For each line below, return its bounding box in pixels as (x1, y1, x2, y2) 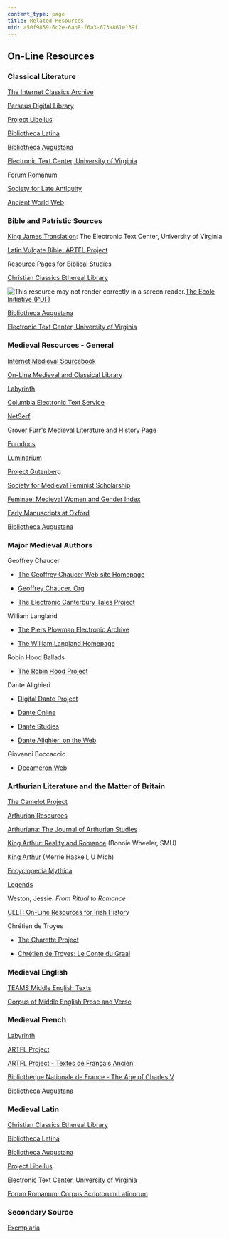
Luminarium (7, 453, 43, 462)
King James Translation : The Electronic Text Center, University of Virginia (7, 232, 223, 241)
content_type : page (7, 10, 65, 18)
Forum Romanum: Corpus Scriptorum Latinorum (7, 1190, 148, 1198)
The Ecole (185, 287, 215, 296)
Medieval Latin (7, 1104, 59, 1114)
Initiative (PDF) (7, 295, 51, 304)
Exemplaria (7, 1223, 41, 1232)
